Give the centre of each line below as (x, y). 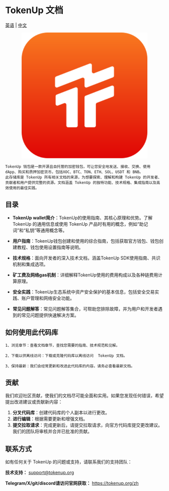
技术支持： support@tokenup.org (40, 472)
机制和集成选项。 (30, 264)
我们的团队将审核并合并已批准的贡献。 (52, 431)
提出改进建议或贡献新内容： (34, 402)
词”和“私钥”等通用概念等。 (40, 230)
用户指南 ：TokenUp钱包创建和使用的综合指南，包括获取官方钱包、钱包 (86, 241)
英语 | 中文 (16, 25)
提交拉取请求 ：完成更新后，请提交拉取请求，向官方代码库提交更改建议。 (87, 425)
